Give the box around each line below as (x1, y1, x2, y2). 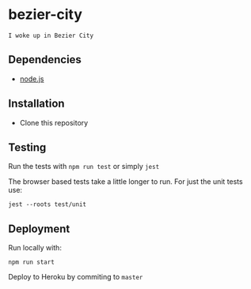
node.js (19, 73, 45, 84)
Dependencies (8, 53, 82, 66)
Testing (8, 141, 47, 154)
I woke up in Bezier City (8, 32, 93, 39)
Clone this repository (19, 118, 89, 127)
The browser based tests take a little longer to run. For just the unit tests (8, 177, 243, 186)
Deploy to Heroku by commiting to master (8, 272, 143, 282)
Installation (8, 97, 65, 111)
